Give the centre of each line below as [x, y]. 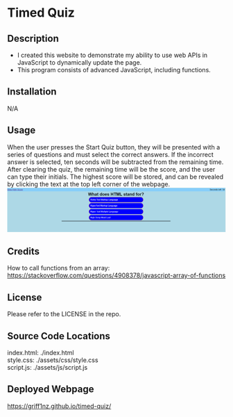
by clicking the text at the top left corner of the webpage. [89, 184]
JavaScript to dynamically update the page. [79, 63]
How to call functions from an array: [59, 268]
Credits [24, 251]
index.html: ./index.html [41, 352]
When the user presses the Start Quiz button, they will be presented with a [114, 147]
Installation [32, 92]
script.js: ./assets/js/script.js [48, 367]
